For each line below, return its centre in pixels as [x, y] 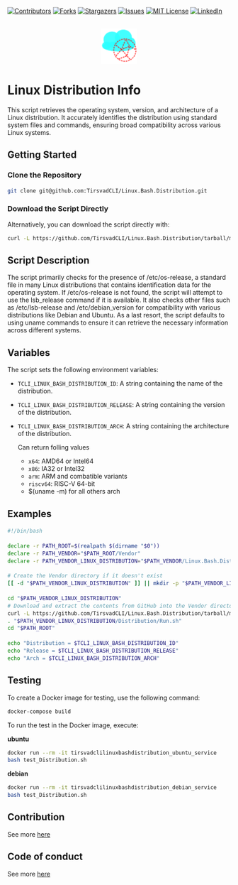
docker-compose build [39, 711]
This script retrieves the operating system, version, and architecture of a [113, 109]
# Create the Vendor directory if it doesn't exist [85, 576]
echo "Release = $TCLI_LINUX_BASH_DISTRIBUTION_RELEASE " [93, 651]
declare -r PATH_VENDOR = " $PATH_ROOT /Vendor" [74, 553]
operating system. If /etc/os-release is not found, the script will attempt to [115, 293]
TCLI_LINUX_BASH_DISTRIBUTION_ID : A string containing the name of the [120, 384]
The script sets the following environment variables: [83, 370]
